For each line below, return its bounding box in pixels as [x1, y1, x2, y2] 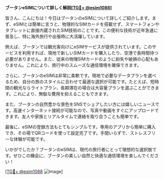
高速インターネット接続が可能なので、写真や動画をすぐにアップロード [13, 108, 155, 113]
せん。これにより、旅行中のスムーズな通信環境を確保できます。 [13, 62, 141, 68]
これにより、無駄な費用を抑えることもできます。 [13, 91, 111, 97]
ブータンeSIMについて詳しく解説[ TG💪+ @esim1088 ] [5, 5, 112, 10]
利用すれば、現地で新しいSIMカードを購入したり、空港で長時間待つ [22, 50, 159, 56]
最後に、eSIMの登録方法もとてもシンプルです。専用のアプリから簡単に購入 [5, 124, 156, 130]
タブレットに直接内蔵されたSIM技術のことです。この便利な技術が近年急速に [5, 27, 158, 33]
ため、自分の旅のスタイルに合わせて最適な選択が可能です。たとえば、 [9, 79, 151, 85]
